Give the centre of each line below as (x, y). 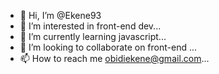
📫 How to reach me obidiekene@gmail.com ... (114, 58)
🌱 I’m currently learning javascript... (93, 36)
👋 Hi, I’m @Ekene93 (60, 15)
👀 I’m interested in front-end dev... (90, 26)
